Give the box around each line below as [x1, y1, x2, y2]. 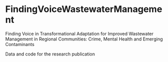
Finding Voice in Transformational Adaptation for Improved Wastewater [5, 30, 154, 36]
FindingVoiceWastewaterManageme [5, 3, 162, 15]
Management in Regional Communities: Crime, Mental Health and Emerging [5, 36, 163, 42]
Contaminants [5, 41, 35, 47]
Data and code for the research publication [5, 51, 95, 57]
